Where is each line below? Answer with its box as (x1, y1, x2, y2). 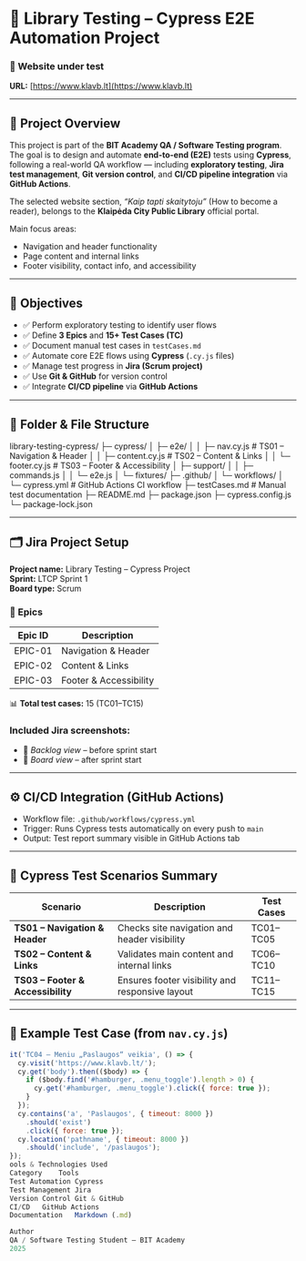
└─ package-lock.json (9, 498, 94, 509)
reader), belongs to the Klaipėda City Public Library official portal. (9, 206, 260, 217)
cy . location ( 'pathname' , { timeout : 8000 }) (17, 1134, 189, 1144)
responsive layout (117, 985, 194, 998)
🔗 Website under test (9, 60, 105, 73)
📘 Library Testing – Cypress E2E (9, 8, 255, 29)
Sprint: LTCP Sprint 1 (9, 573, 88, 584)
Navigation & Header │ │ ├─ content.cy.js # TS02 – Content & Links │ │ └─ (9, 450, 291, 461)
